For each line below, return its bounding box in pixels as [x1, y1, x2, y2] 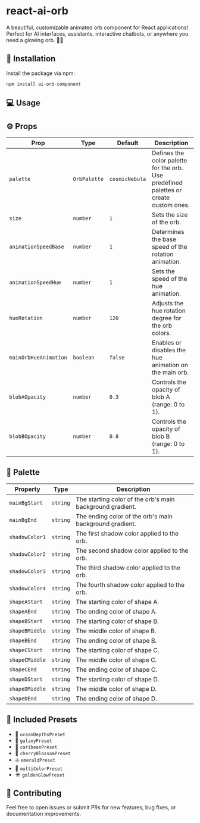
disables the [151, 346, 186, 354]
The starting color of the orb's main [76, 495, 175, 503]
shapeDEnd [9, 695, 37, 702]
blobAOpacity [9, 393, 46, 400]
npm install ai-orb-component [6, 81, 82, 87]
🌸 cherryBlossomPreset [14, 749, 71, 756]
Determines [151, 227, 185, 236]
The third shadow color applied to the [76, 564, 180, 572]
